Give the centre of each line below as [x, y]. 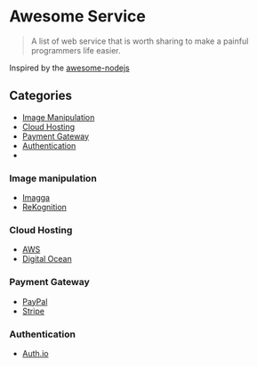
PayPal [35, 301]
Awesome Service [78, 16]
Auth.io [35, 353]
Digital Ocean [47, 259]
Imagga [36, 198]
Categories [41, 96]
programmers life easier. [76, 50]
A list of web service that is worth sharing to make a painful [140, 41]
